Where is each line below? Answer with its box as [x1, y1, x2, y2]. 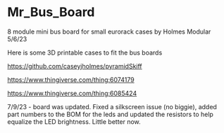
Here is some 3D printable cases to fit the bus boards [7, 48, 163, 57]
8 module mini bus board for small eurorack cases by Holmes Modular [7, 27, 211, 36]
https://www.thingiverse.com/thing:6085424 [7, 89, 137, 97]
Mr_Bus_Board [7, 4, 95, 20]
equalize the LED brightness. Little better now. [7, 117, 141, 126]
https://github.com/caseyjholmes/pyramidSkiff [7, 62, 142, 70]
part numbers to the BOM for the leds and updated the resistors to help [7, 110, 213, 118]
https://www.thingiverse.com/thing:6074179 [7, 75, 135, 84]
